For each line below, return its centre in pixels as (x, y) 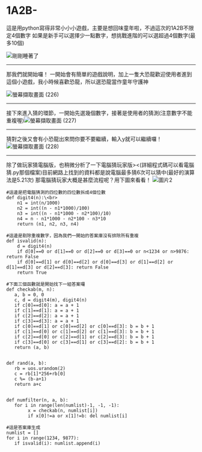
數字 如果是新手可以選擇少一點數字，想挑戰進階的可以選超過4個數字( (105, 35)
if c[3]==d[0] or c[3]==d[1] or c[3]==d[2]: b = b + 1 (84, 342)
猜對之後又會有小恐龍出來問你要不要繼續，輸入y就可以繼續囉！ (84, 138)
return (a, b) (32, 347)
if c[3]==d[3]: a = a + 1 (47, 321)
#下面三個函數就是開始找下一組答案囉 (46, 284)
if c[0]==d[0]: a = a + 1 (47, 305)
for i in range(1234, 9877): (43, 438)
